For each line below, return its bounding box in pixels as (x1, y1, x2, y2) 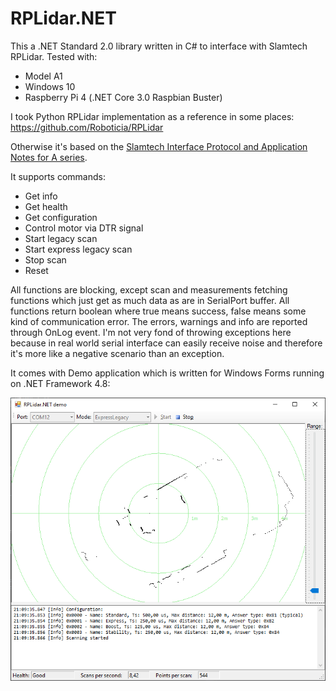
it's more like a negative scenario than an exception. (10, 347, 225, 359)
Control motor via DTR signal (24, 222, 144, 234)
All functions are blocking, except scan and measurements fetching (10, 283, 288, 296)
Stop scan (24, 253, 67, 266)
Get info (24, 190, 58, 202)
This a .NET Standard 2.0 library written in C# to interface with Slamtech (10, 40, 308, 52)
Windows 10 (24, 80, 76, 92)
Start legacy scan (24, 232, 98, 244)
